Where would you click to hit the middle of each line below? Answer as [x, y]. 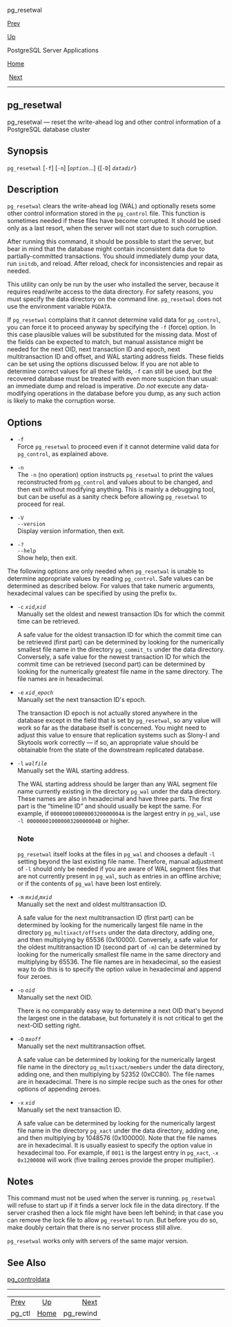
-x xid [26, 1103]
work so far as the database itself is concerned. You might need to [112, 728]
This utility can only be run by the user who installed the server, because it [113, 285]
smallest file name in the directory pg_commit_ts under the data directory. [121, 649]
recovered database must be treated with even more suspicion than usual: [113, 379]
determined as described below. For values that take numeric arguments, [111, 586]
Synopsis [28, 151]
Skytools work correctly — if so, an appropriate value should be [108, 743]
